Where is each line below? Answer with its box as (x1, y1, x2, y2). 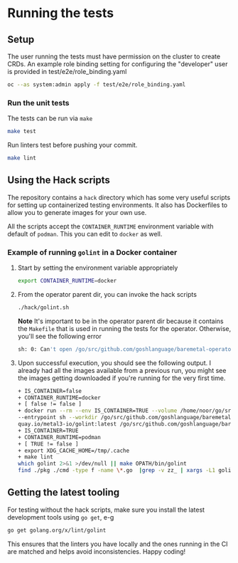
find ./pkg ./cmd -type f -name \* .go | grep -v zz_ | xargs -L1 (17, 467, 215, 474)
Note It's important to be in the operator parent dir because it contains (17, 317, 224, 325)
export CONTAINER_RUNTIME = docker (17, 278, 117, 285)
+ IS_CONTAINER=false (17, 387, 82, 394)
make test (7, 128, 37, 135)
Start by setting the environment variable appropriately (17, 263, 178, 272)
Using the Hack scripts (7, 174, 110, 186)
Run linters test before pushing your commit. (7, 141, 138, 149)
